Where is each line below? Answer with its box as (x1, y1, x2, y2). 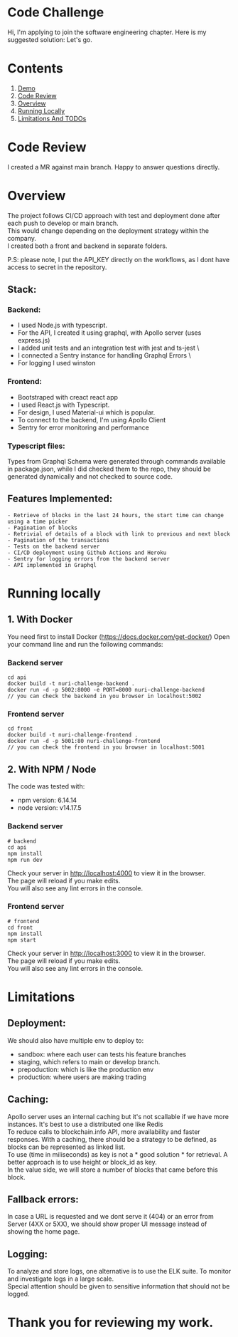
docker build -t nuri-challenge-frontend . (7, 732, 139, 739)
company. (7, 234, 37, 242)
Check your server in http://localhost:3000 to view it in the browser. (7, 949, 206, 957)
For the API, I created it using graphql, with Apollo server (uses (17, 328, 202, 337)
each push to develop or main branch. (7, 219, 119, 227)
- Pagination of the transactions (7, 536, 110, 543)
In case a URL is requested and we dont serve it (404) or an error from (7, 1212, 215, 1221)
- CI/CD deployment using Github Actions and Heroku (7, 549, 167, 556)
